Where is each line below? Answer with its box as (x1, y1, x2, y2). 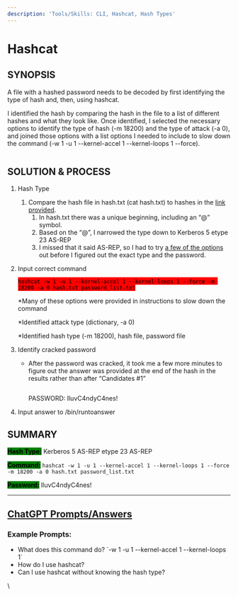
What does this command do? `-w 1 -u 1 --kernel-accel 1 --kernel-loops (17, 545, 227, 554)
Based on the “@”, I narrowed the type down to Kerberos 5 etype (38, 228, 229, 237)
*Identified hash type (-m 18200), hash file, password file (17, 332, 186, 340)
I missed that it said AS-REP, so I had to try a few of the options (38, 243, 224, 252)
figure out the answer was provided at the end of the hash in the (28, 367, 216, 375)
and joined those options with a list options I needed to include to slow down (7, 132, 231, 140)
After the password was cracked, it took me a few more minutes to (28, 359, 222, 368)
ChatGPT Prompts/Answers (7, 508, 132, 520)
